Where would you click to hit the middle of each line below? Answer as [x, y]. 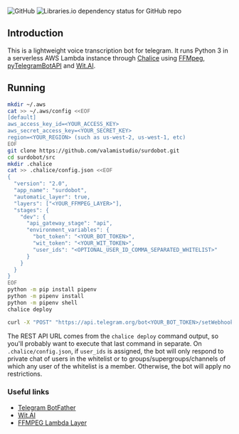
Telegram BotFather [47, 407]
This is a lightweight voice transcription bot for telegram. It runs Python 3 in [118, 51]
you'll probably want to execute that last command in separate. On [105, 343]
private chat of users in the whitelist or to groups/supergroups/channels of [117, 359]
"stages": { [32, 210]
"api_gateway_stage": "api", [69, 223]
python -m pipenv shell [43, 302]
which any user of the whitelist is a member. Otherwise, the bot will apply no [119, 366]
